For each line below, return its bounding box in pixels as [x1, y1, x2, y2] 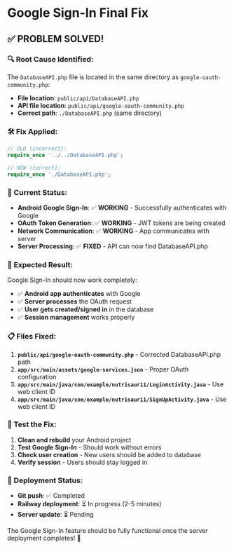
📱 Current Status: [7, 187, 68, 197]
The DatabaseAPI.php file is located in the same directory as [7, 72, 179, 81]
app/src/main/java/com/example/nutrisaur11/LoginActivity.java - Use [17, 380, 224, 388]
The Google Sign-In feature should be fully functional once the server [7, 527, 208, 535]
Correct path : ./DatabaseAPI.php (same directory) [17, 109, 163, 117]
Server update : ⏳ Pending [17, 510, 94, 519]
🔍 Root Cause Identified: [7, 54, 94, 64]
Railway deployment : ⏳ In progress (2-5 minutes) [17, 500, 162, 508]
